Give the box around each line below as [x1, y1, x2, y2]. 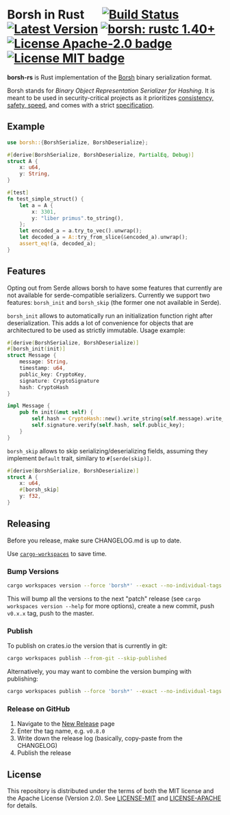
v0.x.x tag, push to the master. [7, 609, 94, 617]
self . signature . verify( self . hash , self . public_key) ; [31, 422, 186, 429]
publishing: [7, 675, 39, 683]
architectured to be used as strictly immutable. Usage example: [7, 326, 186, 334]
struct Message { [7, 352, 57, 359]
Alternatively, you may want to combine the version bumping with [7, 668, 192, 676]
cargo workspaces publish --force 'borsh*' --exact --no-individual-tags [7, 688, 222, 695]
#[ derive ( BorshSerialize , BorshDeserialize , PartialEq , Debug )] [7, 151, 194, 158]
